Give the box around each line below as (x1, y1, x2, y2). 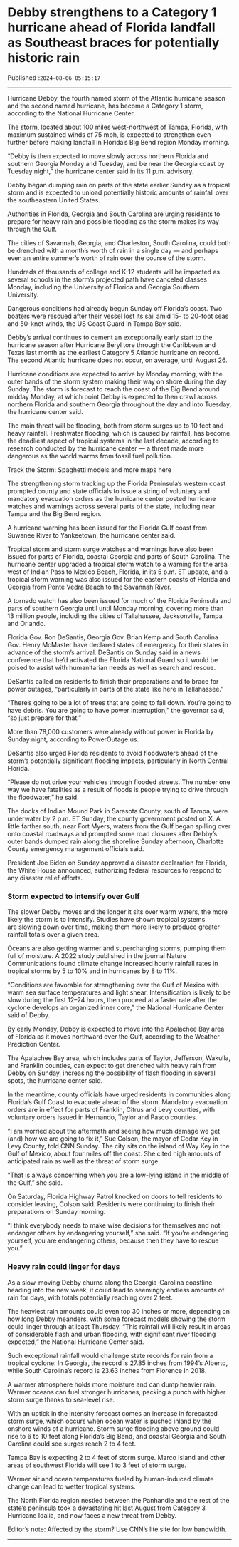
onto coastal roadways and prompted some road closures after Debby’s (7, 829, 218, 838)
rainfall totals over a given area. (7, 930, 100, 939)
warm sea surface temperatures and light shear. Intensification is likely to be (7, 988, 231, 997)
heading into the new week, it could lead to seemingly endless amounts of (7, 1285, 225, 1294)
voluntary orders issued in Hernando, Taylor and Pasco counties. (7, 1113, 198, 1121)
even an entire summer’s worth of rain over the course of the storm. (7, 254, 206, 262)
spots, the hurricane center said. (7, 1076, 103, 1085)
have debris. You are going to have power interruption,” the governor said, (7, 706, 225, 714)
